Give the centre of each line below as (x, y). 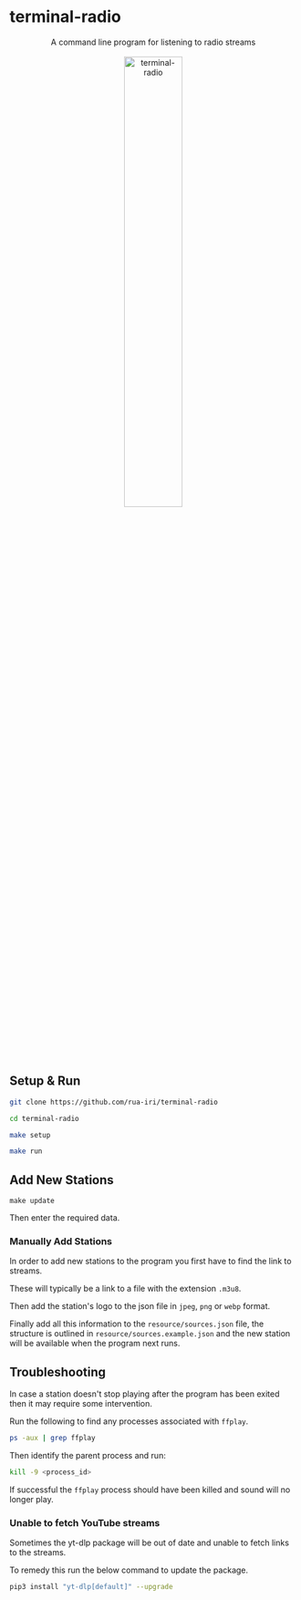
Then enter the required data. (65, 1218)
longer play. (31, 1499)
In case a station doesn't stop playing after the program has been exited (145, 1394)
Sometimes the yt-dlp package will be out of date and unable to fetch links (150, 1543)
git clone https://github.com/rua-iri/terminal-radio (114, 1102)
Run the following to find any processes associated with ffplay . (129, 1421)
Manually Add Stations (61, 1241)
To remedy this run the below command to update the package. (129, 1570)
